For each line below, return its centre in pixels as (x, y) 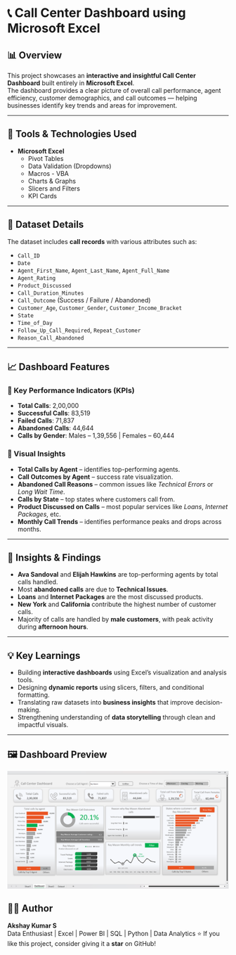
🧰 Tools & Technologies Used (72, 134)
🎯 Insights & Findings (54, 558)
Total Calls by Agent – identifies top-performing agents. (99, 469)
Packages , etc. (39, 514)
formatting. (34, 695)
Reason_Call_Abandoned (51, 338)
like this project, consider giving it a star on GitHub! (82, 943)
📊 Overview (35, 55)
